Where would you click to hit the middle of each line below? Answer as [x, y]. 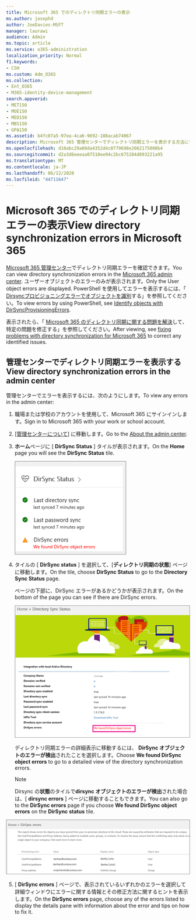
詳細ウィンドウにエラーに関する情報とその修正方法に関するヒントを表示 [101, 891]
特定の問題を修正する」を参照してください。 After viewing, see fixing [89, 329]
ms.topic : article [28, 43]
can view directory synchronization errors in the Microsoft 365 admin [89, 274]
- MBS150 [17, 124]
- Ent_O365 [19, 87]
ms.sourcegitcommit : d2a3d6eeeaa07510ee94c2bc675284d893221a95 [85, 155]
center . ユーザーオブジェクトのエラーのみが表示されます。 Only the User [93, 281]
